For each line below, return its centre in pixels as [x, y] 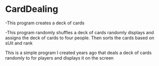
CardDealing [32, 9]
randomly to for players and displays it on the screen [59, 58]
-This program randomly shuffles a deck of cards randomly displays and [79, 32]
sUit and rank [19, 43]
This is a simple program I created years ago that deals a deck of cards [78, 53]
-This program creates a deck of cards [45, 23]
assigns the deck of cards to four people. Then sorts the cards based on [80, 38]
